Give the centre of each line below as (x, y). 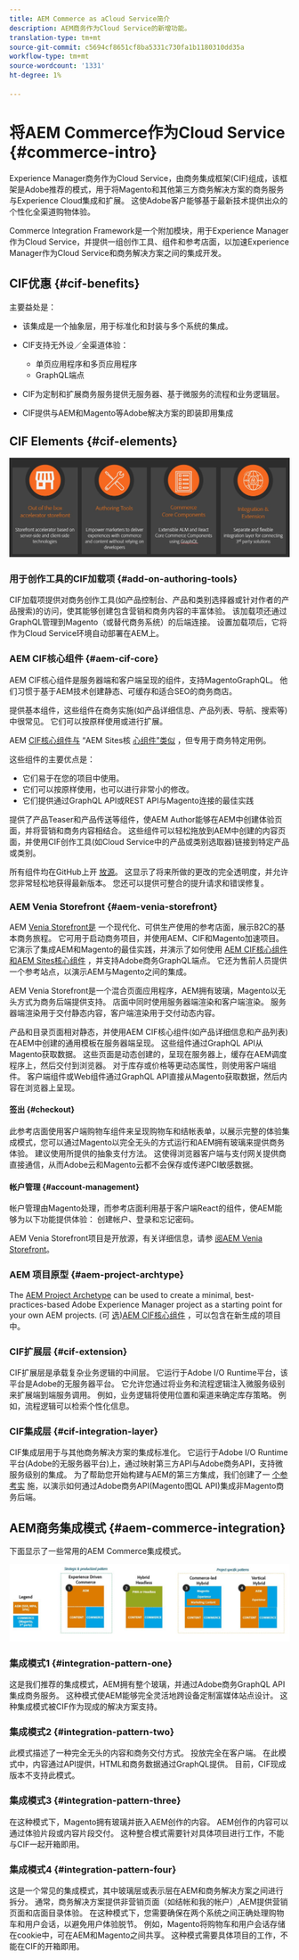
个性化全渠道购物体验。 (52, 211)
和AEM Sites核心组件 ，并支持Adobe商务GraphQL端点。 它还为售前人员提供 (148, 960)
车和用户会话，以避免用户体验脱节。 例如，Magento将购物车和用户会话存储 (148, 1923)
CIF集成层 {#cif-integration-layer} (84, 1431)
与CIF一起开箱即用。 (47, 1844)
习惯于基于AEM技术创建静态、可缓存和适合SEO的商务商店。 (127, 691)
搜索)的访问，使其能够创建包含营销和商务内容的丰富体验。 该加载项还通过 (152, 611)
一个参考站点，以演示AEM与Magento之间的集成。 (101, 972)
